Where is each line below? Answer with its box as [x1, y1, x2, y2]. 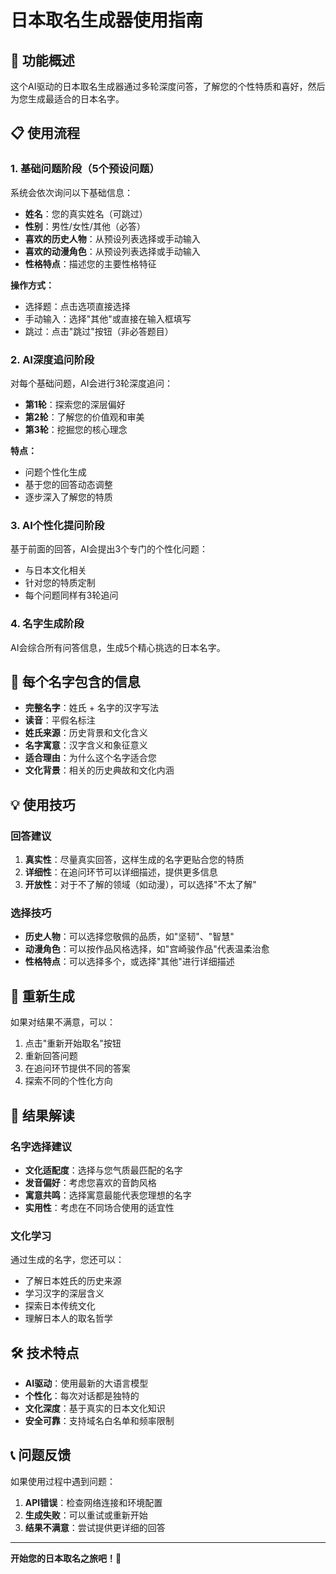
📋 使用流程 [10, 125, 81, 142]
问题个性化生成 [24, 466, 87, 478]
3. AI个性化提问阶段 [10, 518, 105, 532]
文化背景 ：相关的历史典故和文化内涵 [24, 764, 175, 776]
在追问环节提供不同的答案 [24, 1062, 131, 1075]
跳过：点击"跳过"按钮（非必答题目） [24, 325, 174, 337]
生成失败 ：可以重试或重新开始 [24, 1509, 148, 1521]
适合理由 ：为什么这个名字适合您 [24, 752, 157, 764]
